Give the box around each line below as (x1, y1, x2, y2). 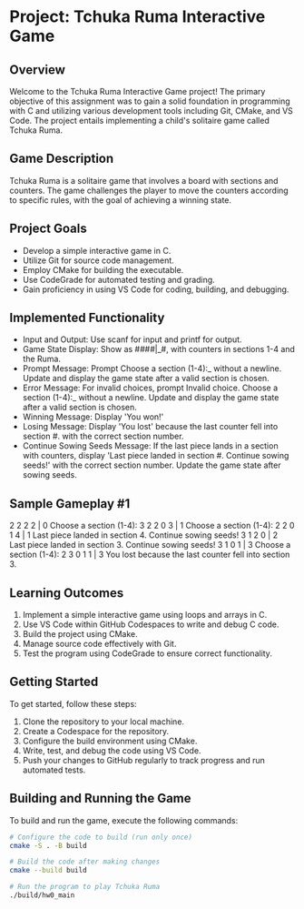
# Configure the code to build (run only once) (9, 833, 193, 842)
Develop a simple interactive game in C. (22, 245, 172, 256)
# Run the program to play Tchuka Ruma (9, 883, 161, 892)
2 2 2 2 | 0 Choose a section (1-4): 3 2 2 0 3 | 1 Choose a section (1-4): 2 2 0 (9, 520, 295, 531)
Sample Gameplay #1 (9, 496, 131, 511)
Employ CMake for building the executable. (22, 264, 184, 275)
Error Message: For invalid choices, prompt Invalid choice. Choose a (22, 382, 279, 393)
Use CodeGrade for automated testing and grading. (22, 274, 215, 285)
